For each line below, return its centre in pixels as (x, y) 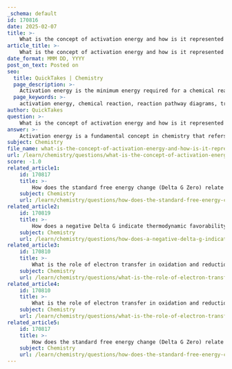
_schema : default (32, 13)
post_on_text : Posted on (43, 65)
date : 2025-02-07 (32, 26)
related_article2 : (33, 207)
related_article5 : (33, 323)
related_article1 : (33, 168)
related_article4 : (33, 284)
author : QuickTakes (35, 110)
